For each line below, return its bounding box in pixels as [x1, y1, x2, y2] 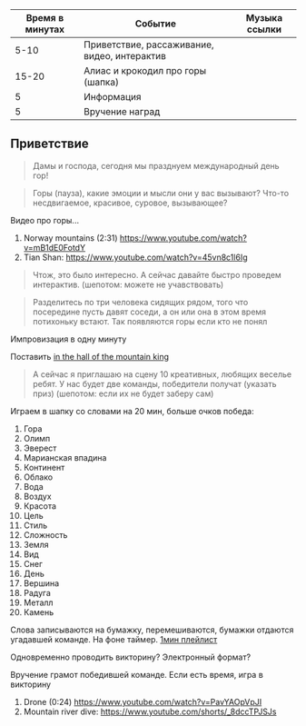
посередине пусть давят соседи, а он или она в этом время [32, 306, 267, 317]
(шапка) [84, 76, 119, 88]
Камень [23, 606, 54, 617]
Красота [23, 500, 57, 512]
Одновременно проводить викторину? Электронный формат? [10, 651, 252, 662]
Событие [134, 17, 176, 30]
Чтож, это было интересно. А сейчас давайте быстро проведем [32, 269, 282, 280]
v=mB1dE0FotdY [23, 242, 85, 253]
